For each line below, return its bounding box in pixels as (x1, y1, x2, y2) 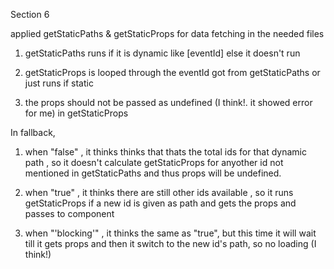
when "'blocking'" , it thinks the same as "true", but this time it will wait (24, 227, 317, 239)
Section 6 (10, 9, 50, 20)
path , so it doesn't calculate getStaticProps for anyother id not (24, 157, 284, 168)
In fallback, (10, 127, 56, 138)
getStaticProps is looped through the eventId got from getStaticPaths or (24, 67, 321, 78)
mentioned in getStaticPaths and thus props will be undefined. (24, 167, 282, 179)
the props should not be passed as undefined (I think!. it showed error (24, 97, 313, 108)
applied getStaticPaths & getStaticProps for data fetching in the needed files (10, 28, 325, 39)
